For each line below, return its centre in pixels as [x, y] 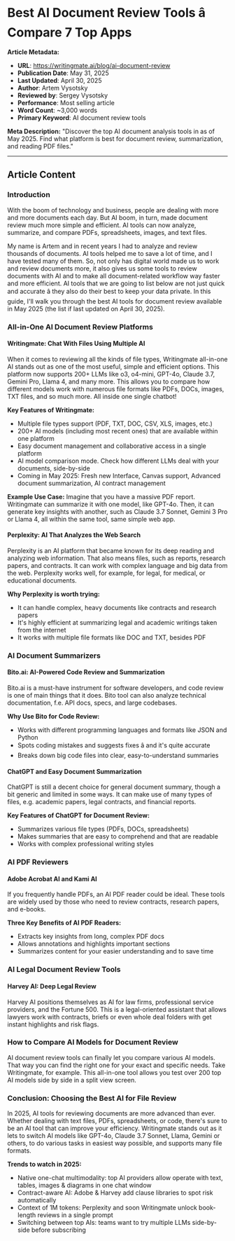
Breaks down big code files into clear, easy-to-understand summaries [118, 755]
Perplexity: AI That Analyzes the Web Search [74, 535]
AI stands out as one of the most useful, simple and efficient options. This [113, 366]
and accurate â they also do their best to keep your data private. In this [109, 291]
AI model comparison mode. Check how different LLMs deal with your [118, 461]
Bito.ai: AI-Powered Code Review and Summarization [86, 672]
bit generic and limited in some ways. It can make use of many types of [110, 794]
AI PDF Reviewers [38, 862]
